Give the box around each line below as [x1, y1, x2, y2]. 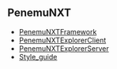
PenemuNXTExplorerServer [18, 43, 109, 53]
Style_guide [18, 52, 58, 61]
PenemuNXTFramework [18, 27, 97, 36]
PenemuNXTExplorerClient [18, 35, 107, 45]
